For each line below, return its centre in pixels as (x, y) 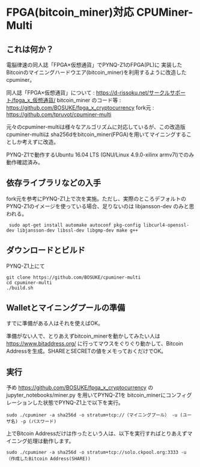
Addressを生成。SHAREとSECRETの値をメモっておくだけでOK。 (86, 351)
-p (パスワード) (39, 422)
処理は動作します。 (50, 441)
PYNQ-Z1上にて (26, 266)
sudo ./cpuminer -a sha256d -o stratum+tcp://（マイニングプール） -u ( (95, 415)
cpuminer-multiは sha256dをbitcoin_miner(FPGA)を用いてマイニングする (96, 134)
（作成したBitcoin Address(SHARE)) (49, 459)
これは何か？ (30, 49)
